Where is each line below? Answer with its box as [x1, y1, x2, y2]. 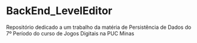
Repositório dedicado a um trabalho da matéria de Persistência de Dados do [6, 24, 192, 31]
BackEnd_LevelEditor [6, 4, 113, 18]
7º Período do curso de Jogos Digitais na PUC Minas [6, 29, 134, 37]
